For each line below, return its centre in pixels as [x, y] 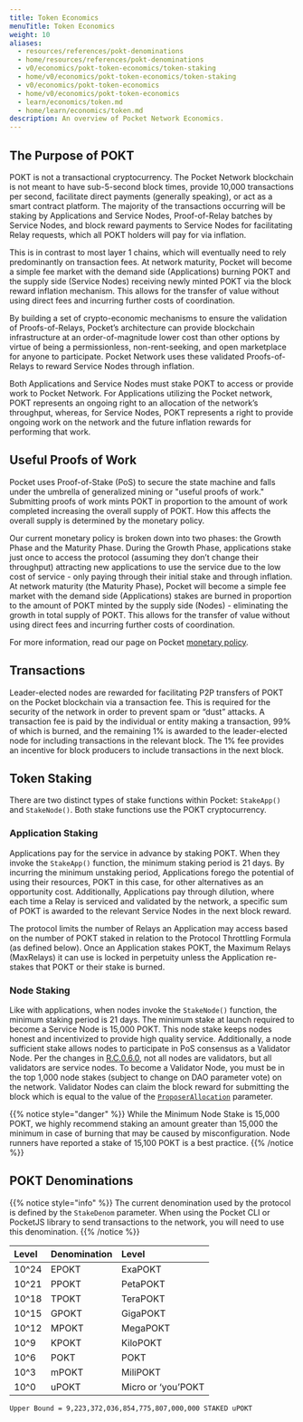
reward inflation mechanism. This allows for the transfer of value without [144, 291]
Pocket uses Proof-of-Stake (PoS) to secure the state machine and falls [142, 482]
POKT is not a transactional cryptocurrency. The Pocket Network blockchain [151, 177]
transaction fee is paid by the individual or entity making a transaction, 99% [150, 721]
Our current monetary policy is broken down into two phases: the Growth [146, 538]
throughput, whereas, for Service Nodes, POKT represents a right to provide [151, 412]
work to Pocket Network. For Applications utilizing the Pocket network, [141, 393]
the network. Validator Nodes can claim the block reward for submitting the [149, 1086]
